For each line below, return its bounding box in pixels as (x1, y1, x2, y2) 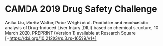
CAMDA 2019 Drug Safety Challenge (5, 3, 157, 15)
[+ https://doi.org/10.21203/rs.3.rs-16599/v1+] (5, 35, 97, 41)
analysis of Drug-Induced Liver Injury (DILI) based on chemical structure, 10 (5, 24, 159, 30)
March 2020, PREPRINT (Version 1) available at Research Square (5, 30, 136, 36)
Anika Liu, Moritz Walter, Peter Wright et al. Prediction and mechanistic (5, 20, 148, 25)
